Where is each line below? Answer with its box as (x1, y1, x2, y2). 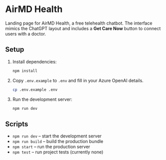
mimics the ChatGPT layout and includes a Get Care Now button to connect (5, 25, 161, 31)
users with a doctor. (5, 31, 46, 37)
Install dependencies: (12, 59, 57, 65)
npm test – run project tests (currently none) (12, 149, 103, 155)
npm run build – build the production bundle (12, 138, 103, 144)
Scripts (5, 119, 28, 128)
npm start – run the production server (12, 144, 90, 150)
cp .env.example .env (12, 87, 57, 92)
